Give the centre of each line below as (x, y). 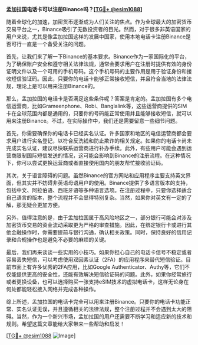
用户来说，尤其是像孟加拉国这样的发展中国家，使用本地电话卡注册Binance (96, 37)
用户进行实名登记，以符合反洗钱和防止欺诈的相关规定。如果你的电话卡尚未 (101, 141)
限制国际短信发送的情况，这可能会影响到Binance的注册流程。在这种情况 (104, 155)
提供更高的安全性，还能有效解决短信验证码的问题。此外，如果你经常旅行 (104, 274)
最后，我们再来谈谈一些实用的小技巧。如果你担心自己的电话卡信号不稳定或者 (99, 252)
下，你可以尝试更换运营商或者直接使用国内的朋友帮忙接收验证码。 (86, 163)
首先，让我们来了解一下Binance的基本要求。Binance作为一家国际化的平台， (98, 56)
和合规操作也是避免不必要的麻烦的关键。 (60, 240)
